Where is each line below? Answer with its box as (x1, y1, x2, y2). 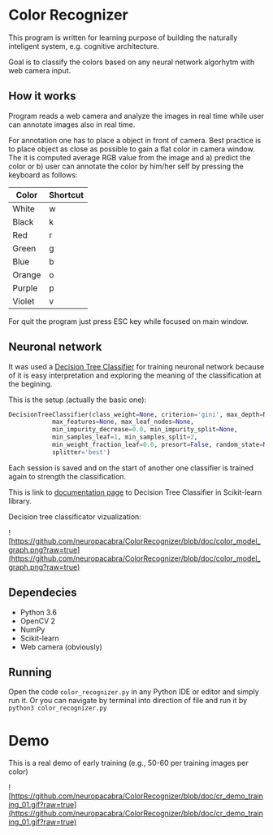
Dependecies (8, 586, 77, 600)
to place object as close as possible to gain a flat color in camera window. (8, 144, 255, 154)
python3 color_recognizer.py (8, 704, 107, 713)
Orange (12, 269, 41, 280)
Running (8, 666, 53, 680)
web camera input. (8, 65, 71, 75)
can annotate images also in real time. (8, 120, 136, 129)
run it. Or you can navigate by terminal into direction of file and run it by (8, 696, 248, 706)
